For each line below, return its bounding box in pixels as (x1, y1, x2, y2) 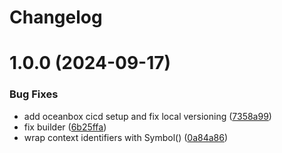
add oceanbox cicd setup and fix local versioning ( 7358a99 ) (23, 110, 272, 122)
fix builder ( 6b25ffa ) (23, 121, 107, 133)
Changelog (9, 6, 103, 29)
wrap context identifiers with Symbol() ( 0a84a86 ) (23, 131, 229, 143)
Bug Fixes (9, 87, 59, 101)
